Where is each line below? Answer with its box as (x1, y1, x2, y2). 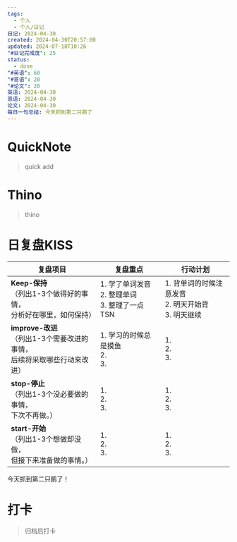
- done (13, 63, 33, 70)
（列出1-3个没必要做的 (11, 389, 89, 399)
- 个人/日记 (13, 23, 44, 30)
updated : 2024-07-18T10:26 (7, 43, 87, 50)
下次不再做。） (11, 410, 58, 420)
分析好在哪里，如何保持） (11, 309, 97, 319)
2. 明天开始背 (164, 299, 209, 309)
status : (7, 56, 30, 63)
